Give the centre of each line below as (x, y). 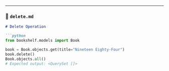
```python (16, 36)
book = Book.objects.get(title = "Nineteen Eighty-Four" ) (65, 49)
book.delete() (20, 54)
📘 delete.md (19, 16)
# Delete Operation (26, 27)
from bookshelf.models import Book (43, 41)
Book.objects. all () (26, 59)
